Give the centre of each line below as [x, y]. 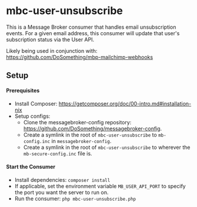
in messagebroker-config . [81, 141]
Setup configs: [32, 116]
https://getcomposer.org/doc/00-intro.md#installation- [125, 103]
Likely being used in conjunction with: [52, 50]
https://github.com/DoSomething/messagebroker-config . [93, 128]
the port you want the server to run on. [61, 192]
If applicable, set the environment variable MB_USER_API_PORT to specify [100, 186]
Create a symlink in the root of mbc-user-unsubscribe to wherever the [107, 147]
